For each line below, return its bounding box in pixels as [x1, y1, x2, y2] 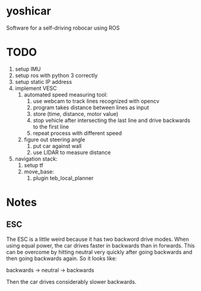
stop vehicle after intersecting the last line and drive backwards [32, 117, 191, 124]
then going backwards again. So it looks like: [6, 255, 117, 262]
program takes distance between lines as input [32, 104, 149, 111]
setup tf [23, 161, 43, 168]
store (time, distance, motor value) [32, 110, 119, 117]
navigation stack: [14, 155, 58, 162]
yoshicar [6, 4, 51, 18]
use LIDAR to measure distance [32, 149, 111, 156]
